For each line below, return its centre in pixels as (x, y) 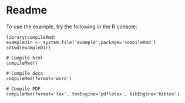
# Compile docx (25, 73)
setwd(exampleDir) (28, 48)
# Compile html (25, 58)
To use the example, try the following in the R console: (72, 26)
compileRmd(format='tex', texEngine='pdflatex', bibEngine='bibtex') (93, 94)
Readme (27, 10)
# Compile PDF (23, 89)
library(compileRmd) (31, 37)
